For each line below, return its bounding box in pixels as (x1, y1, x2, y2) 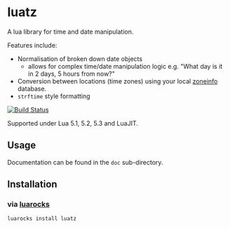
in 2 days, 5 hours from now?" (27, 69, 116, 78)
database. (17, 84, 47, 93)
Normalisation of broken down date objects (17, 54, 142, 63)
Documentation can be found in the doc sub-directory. (7, 158, 163, 166)
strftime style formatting (17, 92, 90, 100)
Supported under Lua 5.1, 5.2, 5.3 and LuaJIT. (7, 119, 138, 127)
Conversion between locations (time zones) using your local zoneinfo (17, 76, 218, 85)
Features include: (7, 41, 57, 49)
